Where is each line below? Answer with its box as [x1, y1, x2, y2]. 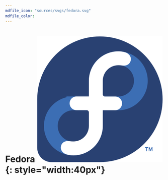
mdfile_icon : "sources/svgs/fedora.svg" [5, 8, 92, 13]
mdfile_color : [5, 13, 35, 19]
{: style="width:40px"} [5, 164, 106, 175]
